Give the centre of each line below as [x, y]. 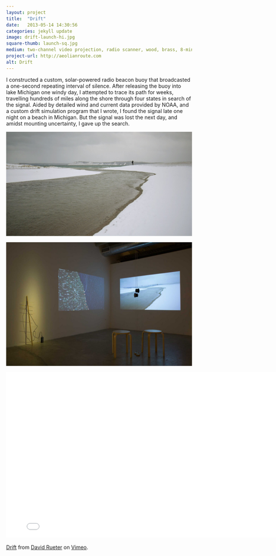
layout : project [26, 12]
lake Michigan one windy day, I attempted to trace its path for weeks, [90, 92]
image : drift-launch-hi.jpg [41, 37]
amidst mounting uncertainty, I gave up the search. [68, 123]
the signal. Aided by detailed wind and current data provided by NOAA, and [98, 105]
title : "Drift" [26, 19]
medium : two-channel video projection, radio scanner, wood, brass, [92, 50]
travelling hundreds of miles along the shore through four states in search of [99, 98]
